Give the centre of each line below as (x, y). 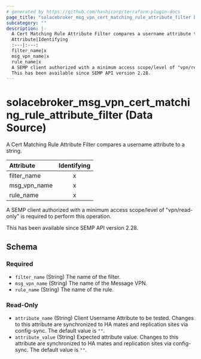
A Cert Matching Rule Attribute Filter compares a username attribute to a (96, 145)
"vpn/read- (179, 210)
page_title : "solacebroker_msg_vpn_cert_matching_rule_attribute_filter (99, 17)
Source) (26, 128)
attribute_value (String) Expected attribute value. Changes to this (97, 337)
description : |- (26, 28)
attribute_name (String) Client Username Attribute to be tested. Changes (104, 318)
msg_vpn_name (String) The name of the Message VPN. (81, 283)
